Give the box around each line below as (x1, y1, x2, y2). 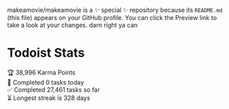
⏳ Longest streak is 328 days (7, 93, 91, 102)
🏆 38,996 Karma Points (7, 68, 76, 77)
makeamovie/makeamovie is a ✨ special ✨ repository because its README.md (7, 6, 223, 14)
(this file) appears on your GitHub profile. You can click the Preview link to (7, 14, 217, 21)
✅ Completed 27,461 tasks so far (7, 86, 100, 94)
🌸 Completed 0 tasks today (7, 78, 84, 86)
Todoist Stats (7, 45, 85, 61)
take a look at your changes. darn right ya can (7, 21, 138, 29)
